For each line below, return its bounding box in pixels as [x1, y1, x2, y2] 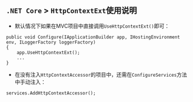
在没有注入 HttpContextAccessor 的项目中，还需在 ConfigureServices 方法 [14, 71, 187, 78]
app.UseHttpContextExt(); [16, 50, 81, 55]
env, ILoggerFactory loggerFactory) [6, 39, 96, 45]
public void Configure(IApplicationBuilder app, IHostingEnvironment [6, 34, 181, 40]
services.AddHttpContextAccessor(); [6, 90, 96, 96]
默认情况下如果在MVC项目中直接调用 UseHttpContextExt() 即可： [14, 22, 169, 29]
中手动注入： [14, 78, 46, 85]
